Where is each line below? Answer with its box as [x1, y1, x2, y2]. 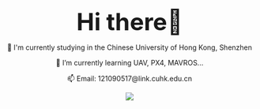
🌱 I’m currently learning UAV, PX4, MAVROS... [55, 58, 204, 67]
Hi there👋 [76, 7, 183, 36]
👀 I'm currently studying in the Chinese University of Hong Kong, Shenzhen [7, 43, 252, 52]
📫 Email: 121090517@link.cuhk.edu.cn [66, 74, 193, 83]
